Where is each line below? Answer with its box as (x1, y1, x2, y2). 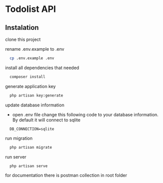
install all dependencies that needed (5, 65, 80, 71)
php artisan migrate (9, 145, 52, 150)
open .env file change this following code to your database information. (12, 111, 159, 117)
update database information (5, 102, 65, 108)
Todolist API (5, 3, 56, 15)
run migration (5, 135, 33, 141)
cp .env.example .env (9, 56, 55, 61)
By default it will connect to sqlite (12, 117, 81, 123)
